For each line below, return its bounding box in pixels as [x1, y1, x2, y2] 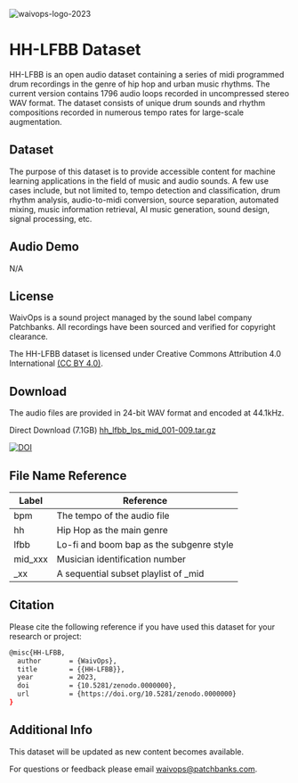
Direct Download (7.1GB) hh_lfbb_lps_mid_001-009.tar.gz [9, 424, 216, 436]
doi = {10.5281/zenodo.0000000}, [17, 681, 177, 690]
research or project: [9, 631, 82, 641]
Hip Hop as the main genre [56, 524, 168, 536]
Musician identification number [56, 553, 187, 565]
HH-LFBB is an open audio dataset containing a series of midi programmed [9, 69, 285, 79]
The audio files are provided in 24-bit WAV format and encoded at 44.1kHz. [9, 408, 285, 418]
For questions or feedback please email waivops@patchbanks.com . [9, 763, 258, 774]
